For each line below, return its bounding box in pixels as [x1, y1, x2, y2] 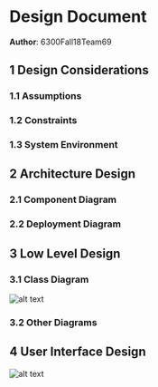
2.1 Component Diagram [9, 193, 117, 206]
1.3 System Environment [9, 139, 119, 151]
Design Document [9, 6, 147, 27]
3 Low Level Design [9, 246, 121, 261]
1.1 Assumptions [9, 90, 82, 102]
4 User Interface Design [9, 344, 146, 360]
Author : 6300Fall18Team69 [9, 36, 112, 47]
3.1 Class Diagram [9, 273, 89, 285]
